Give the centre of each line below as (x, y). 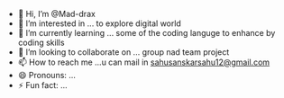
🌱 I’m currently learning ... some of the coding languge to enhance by (147, 33)
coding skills (41, 42)
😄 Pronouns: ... (47, 75)
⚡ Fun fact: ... (42, 85)
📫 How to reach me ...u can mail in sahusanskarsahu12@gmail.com (144, 62)
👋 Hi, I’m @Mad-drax (57, 14)
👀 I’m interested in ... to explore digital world (100, 23)
